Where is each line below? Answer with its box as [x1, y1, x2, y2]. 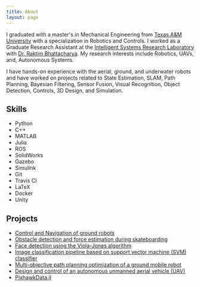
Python [14, 120, 33, 127]
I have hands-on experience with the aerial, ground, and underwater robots [6, 68, 191, 75]
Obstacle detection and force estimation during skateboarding [14, 236, 168, 243]
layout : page [6, 14, 39, 20]
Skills [6, 104, 27, 114]
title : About [6, 8, 39, 15]
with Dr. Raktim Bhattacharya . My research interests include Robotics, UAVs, [6, 50, 194, 57]
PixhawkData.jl [14, 274, 52, 281]
